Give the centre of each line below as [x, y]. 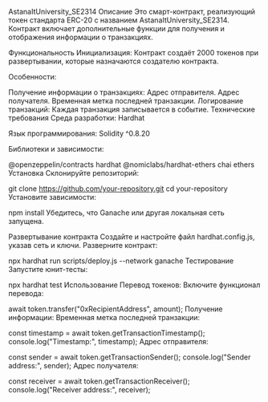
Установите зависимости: [52, 197]
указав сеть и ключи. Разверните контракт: [83, 245]
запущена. [26, 221]
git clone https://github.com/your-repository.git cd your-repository [118, 189]
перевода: [26, 293]
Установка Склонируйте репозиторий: [74, 173]
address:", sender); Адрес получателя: [73, 365]
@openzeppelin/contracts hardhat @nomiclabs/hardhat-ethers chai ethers [132, 164]
